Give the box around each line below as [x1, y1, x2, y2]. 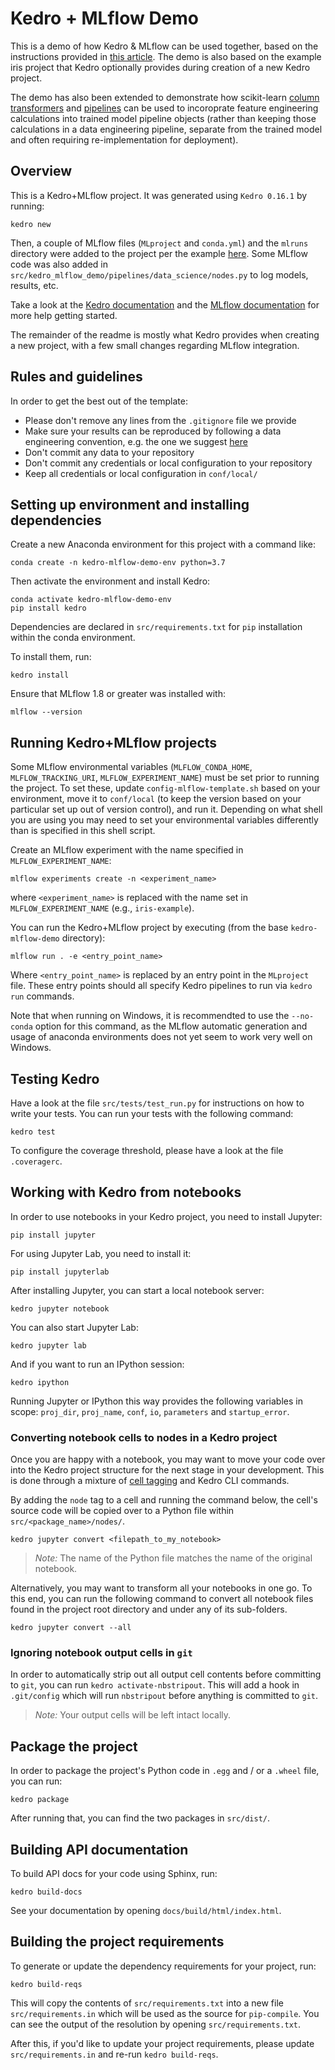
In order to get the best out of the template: [10, 395, 188, 407]
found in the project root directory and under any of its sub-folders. [10, 1603, 288, 1616]
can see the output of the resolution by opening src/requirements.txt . [10, 2018, 302, 2030]
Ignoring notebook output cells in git [10, 1646, 193, 1660]
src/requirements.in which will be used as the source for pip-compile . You [10, 2007, 320, 2019]
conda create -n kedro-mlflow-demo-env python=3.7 [10, 558, 226, 568]
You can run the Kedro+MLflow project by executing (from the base [10, 922, 289, 934]
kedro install [10, 670, 70, 681]
